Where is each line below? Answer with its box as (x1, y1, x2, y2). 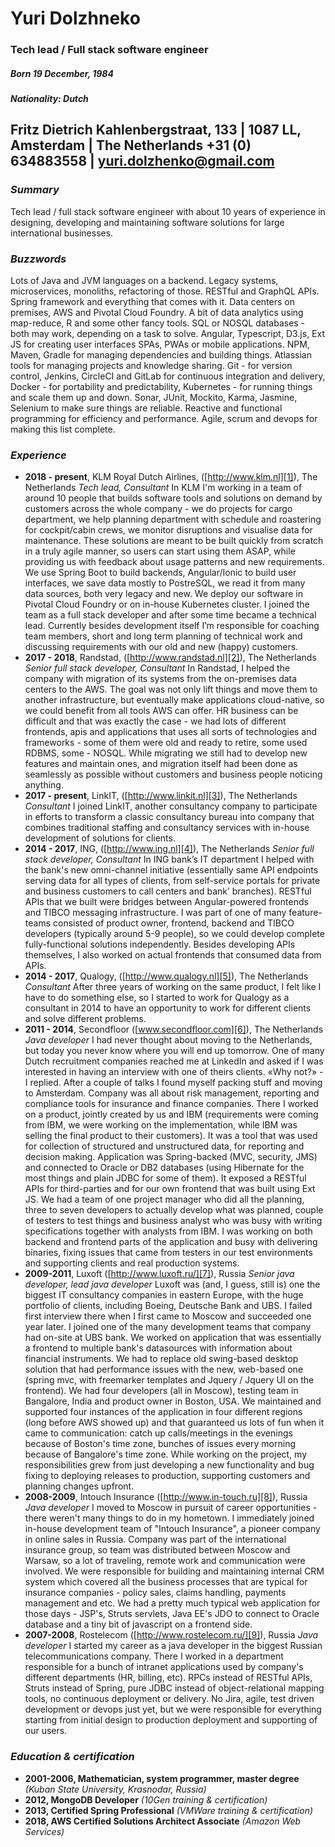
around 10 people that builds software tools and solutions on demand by (24, 492, 323, 504)
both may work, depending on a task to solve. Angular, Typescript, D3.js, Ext (10, 328, 326, 340)
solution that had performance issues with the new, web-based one (24, 1363, 304, 1376)
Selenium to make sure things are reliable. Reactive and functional (10, 402, 283, 414)
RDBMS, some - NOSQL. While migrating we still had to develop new (24, 747, 308, 759)
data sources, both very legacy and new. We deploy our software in (24, 588, 303, 600)
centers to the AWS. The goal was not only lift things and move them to (24, 683, 318, 696)
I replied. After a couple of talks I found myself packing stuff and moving (24, 1077, 323, 1089)
